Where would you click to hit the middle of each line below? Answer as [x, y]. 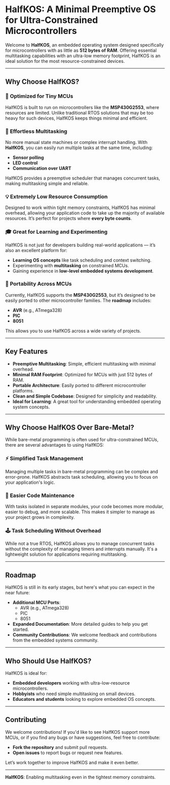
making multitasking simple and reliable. [47, 183]
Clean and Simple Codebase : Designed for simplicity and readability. [85, 396]
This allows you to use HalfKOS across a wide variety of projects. [73, 331]
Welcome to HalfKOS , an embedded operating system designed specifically [84, 45]
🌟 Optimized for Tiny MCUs [39, 96]
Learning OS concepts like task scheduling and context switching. [82, 260]
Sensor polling [28, 157]
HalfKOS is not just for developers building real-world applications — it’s [80, 245]
